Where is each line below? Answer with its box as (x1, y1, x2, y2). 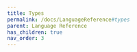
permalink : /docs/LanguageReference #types (7, 16, 130, 23)
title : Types (7, 9, 45, 17)
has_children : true (7, 28, 63, 36)
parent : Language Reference (7, 22, 88, 29)
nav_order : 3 (7, 35, 45, 42)
